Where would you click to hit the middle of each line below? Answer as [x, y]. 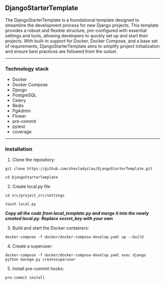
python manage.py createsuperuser [41, 260]
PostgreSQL [24, 95]
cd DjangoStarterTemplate [31, 177]
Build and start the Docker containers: [51, 228]
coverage [22, 132]
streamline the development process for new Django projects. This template [82, 25]
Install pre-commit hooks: [38, 269]
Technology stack [27, 68]
